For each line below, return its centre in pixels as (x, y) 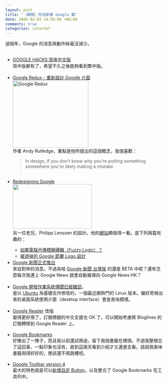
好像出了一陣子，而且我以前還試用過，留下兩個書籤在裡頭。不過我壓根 (85, 341)
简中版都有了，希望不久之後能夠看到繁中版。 (59, 66)
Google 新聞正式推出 (34, 263)
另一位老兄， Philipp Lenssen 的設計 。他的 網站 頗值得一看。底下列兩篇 (85, 233)
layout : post (19, 10)
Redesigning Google (33, 181)
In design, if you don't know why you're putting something (85, 161)
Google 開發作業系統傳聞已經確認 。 (49, 287)
